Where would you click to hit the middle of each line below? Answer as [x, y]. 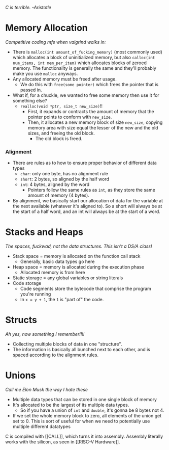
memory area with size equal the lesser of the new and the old [93, 127]
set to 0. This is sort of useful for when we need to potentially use [81, 421]
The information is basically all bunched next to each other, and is [81, 350]
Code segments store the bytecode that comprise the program [86, 289]
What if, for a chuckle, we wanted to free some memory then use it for [86, 95]
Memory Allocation [46, 28]
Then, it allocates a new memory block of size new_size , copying [95, 122]
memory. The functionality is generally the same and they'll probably [84, 68]
